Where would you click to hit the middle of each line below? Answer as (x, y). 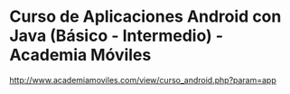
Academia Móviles (80, 55)
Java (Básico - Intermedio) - (117, 36)
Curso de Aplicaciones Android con (145, 17)
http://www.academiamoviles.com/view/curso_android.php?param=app (143, 80)
